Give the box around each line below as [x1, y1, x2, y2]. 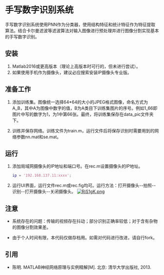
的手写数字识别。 [5, 34, 40, 40]
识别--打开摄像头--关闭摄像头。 [12, 189, 76, 194]
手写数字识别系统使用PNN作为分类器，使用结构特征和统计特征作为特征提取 [5, 21, 156, 27]
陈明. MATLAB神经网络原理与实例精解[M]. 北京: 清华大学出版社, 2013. [12, 264, 151, 270]
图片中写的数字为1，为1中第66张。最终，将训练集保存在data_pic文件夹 [12, 111, 154, 117]
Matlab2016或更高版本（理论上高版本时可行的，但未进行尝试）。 [12, 63, 141, 69]
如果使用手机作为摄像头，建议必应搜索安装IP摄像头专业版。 [12, 69, 132, 75]
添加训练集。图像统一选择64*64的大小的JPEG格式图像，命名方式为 [12, 99, 148, 105]
